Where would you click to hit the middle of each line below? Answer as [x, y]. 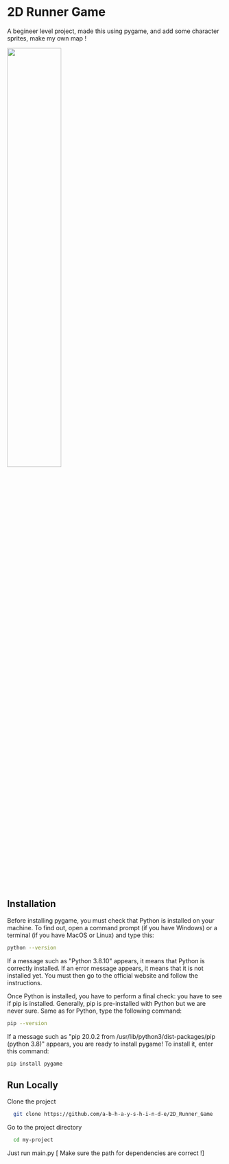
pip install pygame [35, 1064]
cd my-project [33, 1140]
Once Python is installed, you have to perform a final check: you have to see [115, 996]
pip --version [27, 1023]
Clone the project [32, 1101]
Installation [32, 904]
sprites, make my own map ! [47, 38]
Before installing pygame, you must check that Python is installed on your [111, 920]
